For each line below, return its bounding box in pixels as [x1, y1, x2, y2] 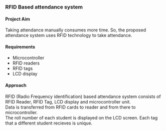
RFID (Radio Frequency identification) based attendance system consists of [5, 93, 161, 99]
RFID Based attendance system [5, 3, 83, 10]
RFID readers [12, 60, 40, 66]
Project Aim [5, 16, 30, 22]
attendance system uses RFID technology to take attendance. [5, 32, 132, 38]
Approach [5, 82, 27, 88]
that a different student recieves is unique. [5, 120, 93, 126]
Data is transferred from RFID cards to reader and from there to [5, 104, 136, 110]
